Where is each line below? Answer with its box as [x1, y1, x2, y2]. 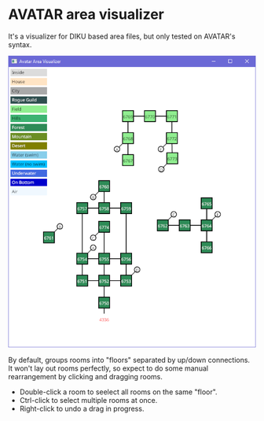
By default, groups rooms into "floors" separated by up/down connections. [8, 356, 250, 365]
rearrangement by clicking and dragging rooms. [8, 372, 163, 382]
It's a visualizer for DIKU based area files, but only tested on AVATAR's [8, 31, 236, 41]
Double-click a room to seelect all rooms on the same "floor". [19, 387, 218, 397]
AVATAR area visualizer [8, 6, 165, 24]
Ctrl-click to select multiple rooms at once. [19, 396, 158, 405]
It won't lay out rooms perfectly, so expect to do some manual [8, 364, 209, 373]
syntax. [8, 39, 32, 49]
